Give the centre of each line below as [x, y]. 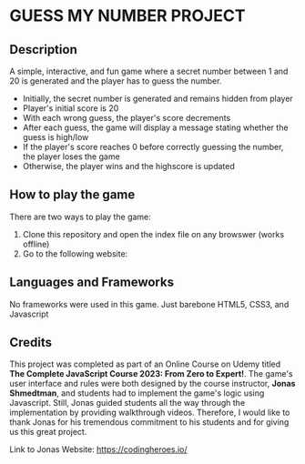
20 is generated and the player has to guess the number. [116, 81]
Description [43, 50]
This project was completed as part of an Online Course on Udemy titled [145, 364]
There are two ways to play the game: [81, 217]
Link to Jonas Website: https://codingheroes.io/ [99, 449]
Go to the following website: [75, 253]
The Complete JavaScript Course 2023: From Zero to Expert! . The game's [151, 374]
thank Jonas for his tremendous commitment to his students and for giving [149, 422]
